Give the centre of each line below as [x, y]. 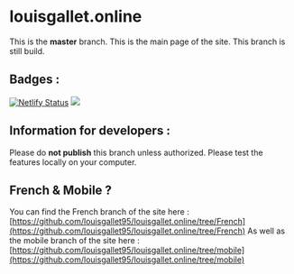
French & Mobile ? [61, 190]
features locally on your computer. [73, 162]
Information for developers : [90, 131]
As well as [266, 231]
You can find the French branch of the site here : [99, 212]
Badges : [35, 80]
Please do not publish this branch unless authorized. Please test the [136, 152]
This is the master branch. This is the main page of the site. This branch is [147, 41]
